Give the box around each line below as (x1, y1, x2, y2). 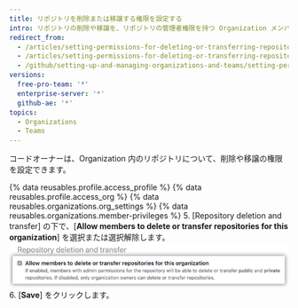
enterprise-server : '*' (17, 89, 105, 98)
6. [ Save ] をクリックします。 (9, 289, 114, 300)
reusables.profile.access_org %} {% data (9, 192, 160, 202)
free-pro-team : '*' (17, 80, 90, 89)
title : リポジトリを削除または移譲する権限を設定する (9, 14, 183, 23)
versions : (9, 71, 46, 80)
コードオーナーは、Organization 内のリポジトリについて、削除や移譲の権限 (9, 154, 283, 164)
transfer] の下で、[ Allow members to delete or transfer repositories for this (9, 221, 288, 232)
